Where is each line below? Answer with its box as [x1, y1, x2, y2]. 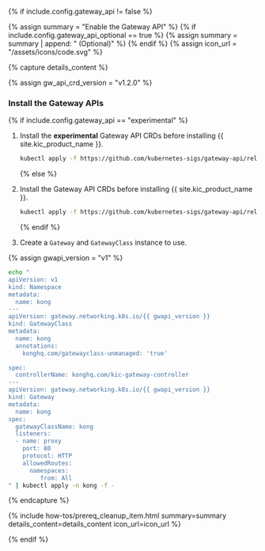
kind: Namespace [8, 283, 62, 291]
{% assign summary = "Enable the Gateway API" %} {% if [8, 22, 196, 31]
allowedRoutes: [22, 459, 73, 467]
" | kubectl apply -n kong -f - [8, 481, 115, 489]
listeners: [15, 430, 51, 438]
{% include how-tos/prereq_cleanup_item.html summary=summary [8, 511, 227, 521]
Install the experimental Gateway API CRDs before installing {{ [19, 131, 224, 141]
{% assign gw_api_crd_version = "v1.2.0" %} [8, 78, 153, 87]
